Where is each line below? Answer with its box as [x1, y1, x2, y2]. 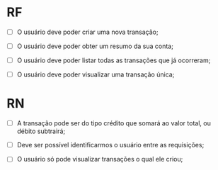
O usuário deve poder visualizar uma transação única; [16, 70, 175, 79]
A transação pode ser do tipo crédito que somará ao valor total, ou [16, 119, 212, 127]
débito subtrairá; [16, 127, 65, 135]
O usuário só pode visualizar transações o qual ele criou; [16, 155, 183, 164]
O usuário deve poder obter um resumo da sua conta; [16, 42, 174, 50]
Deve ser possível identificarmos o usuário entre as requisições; [16, 141, 205, 149]
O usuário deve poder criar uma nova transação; [16, 28, 159, 36]
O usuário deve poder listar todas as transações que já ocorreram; [16, 56, 211, 64]
